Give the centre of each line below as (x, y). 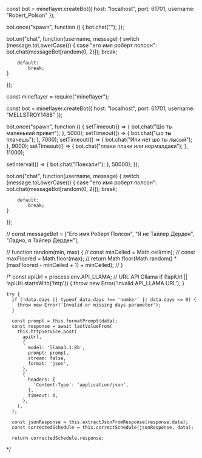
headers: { (42, 380)
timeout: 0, (43, 395)
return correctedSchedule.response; (58, 438)
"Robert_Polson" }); (31, 15)
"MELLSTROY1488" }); (34, 115)
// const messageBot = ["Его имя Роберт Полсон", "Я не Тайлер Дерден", (100, 234)
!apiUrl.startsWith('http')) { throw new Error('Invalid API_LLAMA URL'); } (96, 283)
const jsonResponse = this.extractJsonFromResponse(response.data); (100, 422)
